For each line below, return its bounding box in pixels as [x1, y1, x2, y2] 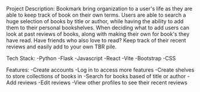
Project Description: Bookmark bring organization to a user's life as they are [6, 5, 193, 12]
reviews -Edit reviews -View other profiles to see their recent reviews [17, 79, 188, 86]
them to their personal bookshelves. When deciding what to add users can [6, 24, 190, 31]
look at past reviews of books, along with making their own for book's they [6, 30, 190, 38]
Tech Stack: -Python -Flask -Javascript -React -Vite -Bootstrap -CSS [6, 55, 176, 62]
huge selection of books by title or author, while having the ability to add [6, 18, 184, 24]
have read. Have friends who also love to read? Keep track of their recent [6, 37, 186, 44]
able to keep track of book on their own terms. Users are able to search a [6, 11, 186, 19]
